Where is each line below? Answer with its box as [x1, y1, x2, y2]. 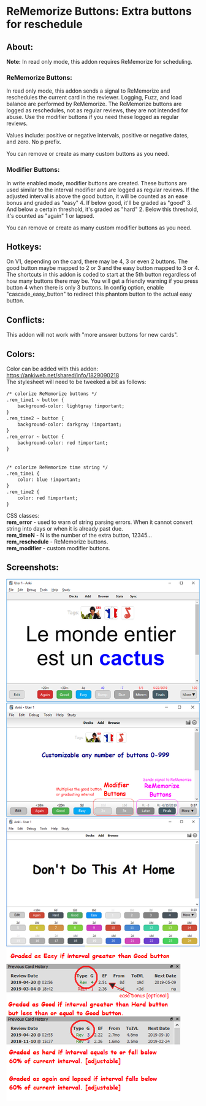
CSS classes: [6, 512, 40, 520]
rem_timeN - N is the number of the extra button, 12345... [6, 532, 152, 539]
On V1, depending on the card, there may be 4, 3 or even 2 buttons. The [6, 258, 188, 265]
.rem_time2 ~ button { [6, 415, 64, 421]
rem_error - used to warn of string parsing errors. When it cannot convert [6, 518, 193, 526]
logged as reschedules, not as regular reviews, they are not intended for [6, 107, 189, 114]
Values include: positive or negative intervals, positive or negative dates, [6, 132, 189, 139]
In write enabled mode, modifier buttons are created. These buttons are [6, 179, 187, 186]
